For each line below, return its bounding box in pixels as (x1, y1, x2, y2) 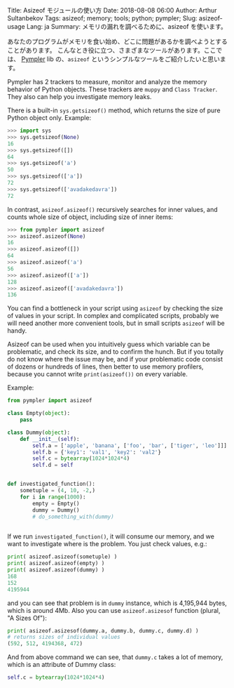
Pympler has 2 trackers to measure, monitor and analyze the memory (7, 78, 207, 86)
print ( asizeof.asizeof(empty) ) (7, 560, 105, 567)
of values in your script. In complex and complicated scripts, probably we (7, 312, 219, 320)
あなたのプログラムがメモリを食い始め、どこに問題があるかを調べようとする (7, 37, 228, 46)
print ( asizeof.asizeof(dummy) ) (7, 567, 105, 574)
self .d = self (32, 462, 74, 469)
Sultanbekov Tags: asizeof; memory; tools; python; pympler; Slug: (7, 14, 198, 22)
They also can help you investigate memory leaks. (7, 93, 152, 100)
